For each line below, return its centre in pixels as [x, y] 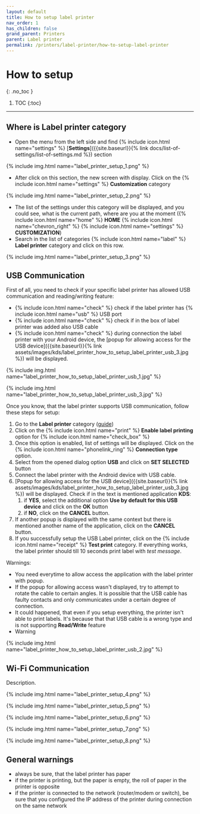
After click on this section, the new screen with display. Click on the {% [102, 178]
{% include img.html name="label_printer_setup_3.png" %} [78, 257]
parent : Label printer [34, 39]
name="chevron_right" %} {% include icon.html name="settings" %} [99, 226]
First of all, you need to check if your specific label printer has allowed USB [98, 290]
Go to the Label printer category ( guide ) [64, 424]
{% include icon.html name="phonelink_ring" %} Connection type [96, 450]
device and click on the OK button [66, 507]
